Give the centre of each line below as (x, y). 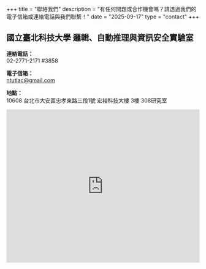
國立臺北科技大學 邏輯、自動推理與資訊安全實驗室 (100, 38)
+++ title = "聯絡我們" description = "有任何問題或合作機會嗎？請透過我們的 (101, 9)
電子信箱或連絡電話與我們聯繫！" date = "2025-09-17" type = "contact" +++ (103, 17)
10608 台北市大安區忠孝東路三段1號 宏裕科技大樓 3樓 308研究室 (87, 100)
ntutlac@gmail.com (31, 80)
